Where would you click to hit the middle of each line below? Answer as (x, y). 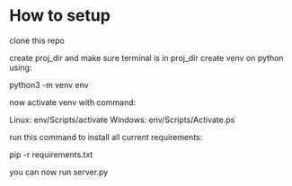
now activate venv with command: (73, 102)
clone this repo (37, 40)
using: (21, 67)
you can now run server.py (59, 172)
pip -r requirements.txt (51, 155)
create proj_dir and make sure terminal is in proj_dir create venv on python (147, 58)
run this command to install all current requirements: (106, 137)
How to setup (60, 16)
